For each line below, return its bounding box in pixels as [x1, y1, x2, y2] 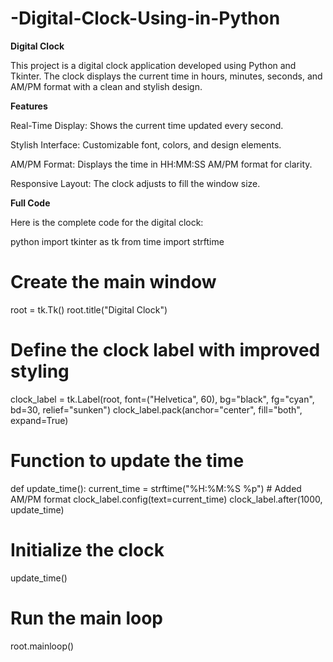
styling [10, 360, 70, 383]
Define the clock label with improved [10, 339, 321, 362]
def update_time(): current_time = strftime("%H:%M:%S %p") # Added [10, 482, 302, 494]
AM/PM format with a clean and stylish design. [10, 80, 203, 92]
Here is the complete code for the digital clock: [10, 216, 204, 228]
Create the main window [10, 271, 217, 294]
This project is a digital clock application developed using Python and [10, 59, 297, 71]
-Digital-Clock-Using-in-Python [10, 7, 281, 30]
